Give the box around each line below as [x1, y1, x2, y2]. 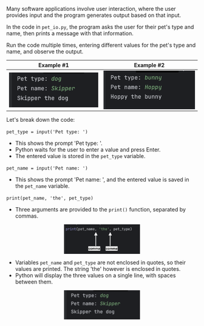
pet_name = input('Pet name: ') [6, 165, 88, 171]
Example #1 [38, 61, 69, 68]
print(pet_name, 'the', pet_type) [6, 195, 94, 201]
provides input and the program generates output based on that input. [6, 12, 182, 19]
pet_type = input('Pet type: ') [6, 128, 88, 135]
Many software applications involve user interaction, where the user [6, 5, 176, 12]
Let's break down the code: [6, 116, 75, 123]
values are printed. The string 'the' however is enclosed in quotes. [15, 265, 181, 272]
